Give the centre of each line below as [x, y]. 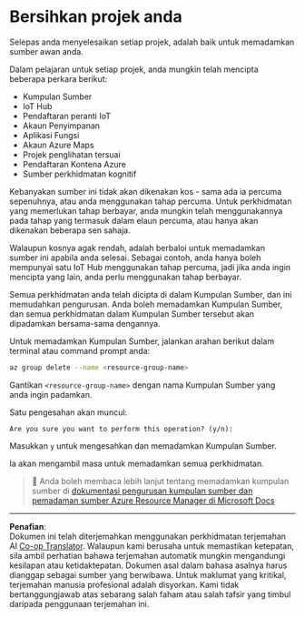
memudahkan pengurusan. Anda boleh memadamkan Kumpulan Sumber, [146, 304]
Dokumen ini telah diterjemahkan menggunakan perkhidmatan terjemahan [148, 536]
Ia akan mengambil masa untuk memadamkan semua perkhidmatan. [137, 463]
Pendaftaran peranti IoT [67, 116]
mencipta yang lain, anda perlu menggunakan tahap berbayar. [126, 277]
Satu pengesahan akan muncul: [69, 412]
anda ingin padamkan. [51, 394]
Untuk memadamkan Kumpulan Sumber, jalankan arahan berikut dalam [142, 341]
